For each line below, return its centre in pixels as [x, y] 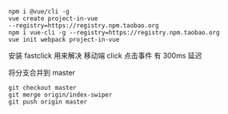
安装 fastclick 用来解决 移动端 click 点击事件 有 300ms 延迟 [105, 55]
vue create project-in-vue [53, 18]
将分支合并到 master [42, 73]
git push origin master [48, 102]
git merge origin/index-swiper [60, 95]
